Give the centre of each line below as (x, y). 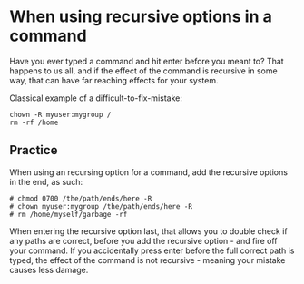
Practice (34, 150)
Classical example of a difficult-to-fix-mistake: (96, 98)
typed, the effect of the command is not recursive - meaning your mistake (147, 260)
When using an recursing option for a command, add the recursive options (149, 172)
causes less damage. (49, 269)
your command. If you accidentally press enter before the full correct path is (152, 250)
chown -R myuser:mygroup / (60, 114)
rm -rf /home (34, 122)
